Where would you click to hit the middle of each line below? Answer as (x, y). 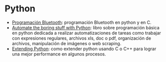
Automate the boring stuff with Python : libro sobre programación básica (86, 27)
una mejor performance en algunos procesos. (59, 54)
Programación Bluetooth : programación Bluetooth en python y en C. (82, 22)
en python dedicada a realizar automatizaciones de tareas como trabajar (86, 33)
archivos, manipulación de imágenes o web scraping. (67, 43)
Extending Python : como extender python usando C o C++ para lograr (84, 49)
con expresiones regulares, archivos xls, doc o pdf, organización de (82, 38)
